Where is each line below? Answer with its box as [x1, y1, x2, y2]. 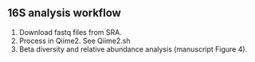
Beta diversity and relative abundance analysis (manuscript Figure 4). [18, 44, 248, 54]
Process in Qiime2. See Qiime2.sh [18, 36, 131, 45]
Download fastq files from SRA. [18, 27, 123, 37]
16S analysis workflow [7, 6, 121, 20]
